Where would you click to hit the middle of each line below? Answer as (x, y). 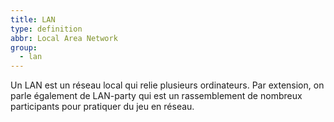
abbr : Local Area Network (64, 38)
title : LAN (33, 19)
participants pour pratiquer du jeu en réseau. (102, 107)
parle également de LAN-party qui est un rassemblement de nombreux (156, 96)
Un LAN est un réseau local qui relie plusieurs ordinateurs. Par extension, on (167, 85)
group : (24, 47)
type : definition (46, 29)
